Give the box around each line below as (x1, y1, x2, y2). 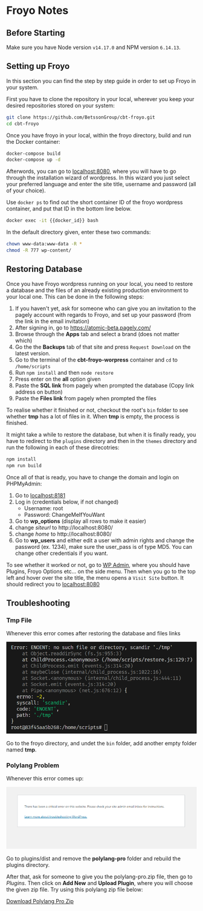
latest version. (14, 349, 51, 357)
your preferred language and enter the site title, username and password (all (6, 181, 196, 188)
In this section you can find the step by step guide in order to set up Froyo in (6, 77, 196, 85)
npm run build (6, 462, 42, 468)
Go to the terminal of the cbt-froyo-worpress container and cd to (14, 356, 178, 363)
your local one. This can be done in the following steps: (6, 293, 144, 300)
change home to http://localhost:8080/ (14, 530, 112, 537)
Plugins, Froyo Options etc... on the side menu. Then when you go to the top (6, 568, 196, 575)
